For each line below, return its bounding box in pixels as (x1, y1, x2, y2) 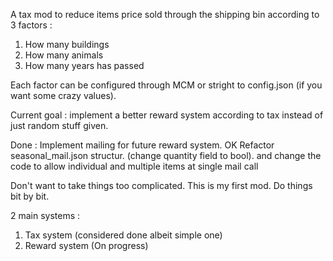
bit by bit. (10, 190, 50, 202)
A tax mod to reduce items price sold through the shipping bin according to (10, 9, 320, 20)
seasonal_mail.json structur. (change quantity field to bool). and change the (10, 150, 322, 161)
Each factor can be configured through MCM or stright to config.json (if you (10, 79, 323, 91)
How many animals (24, 49, 104, 61)
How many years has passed (24, 60, 145, 71)
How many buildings (24, 39, 110, 50)
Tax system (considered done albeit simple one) (24, 229, 223, 241)
